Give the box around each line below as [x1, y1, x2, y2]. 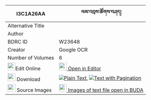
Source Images [16, 87, 52, 93]
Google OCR [58, 46, 88, 53]
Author [7, 31, 24, 37]
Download [16, 76, 41, 83]
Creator [7, 46, 26, 53]
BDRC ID [7, 38, 28, 45]
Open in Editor [68, 65, 101, 72]
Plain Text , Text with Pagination [63, 74, 142, 81]
